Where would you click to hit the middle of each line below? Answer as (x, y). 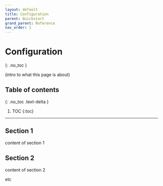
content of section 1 (25, 143)
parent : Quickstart (25, 19)
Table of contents (32, 90)
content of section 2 (25, 170)
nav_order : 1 (18, 28)
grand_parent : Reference (30, 23)
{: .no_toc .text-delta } (27, 102)
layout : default (21, 9)
